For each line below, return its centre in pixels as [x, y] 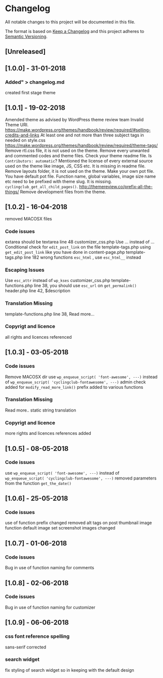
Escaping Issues [25, 270]
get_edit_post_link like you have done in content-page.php [65, 252]
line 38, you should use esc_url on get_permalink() [85, 286]
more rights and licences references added [48, 433]
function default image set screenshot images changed [60, 528]
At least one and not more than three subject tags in [92, 135]
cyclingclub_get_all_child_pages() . [42, 186]
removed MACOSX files [29, 218]
